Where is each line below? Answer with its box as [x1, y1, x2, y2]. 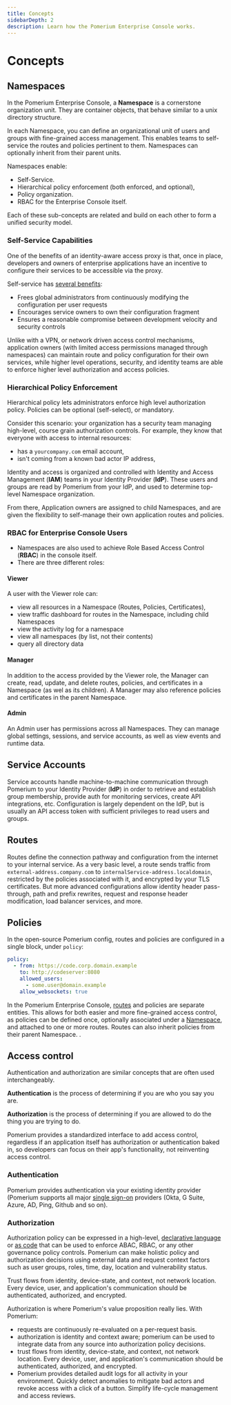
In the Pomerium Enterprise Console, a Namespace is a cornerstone [7, 98, 201, 107]
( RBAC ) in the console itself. [17, 551, 98, 559]
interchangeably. [7, 1076, 55, 1084]
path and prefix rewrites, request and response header [32, 889, 188, 898]
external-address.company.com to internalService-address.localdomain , [7, 867, 212, 876]
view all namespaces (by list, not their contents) [17, 633, 154, 641]
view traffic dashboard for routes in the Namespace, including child [17, 610, 209, 619]
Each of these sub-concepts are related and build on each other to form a [7, 211, 217, 219]
